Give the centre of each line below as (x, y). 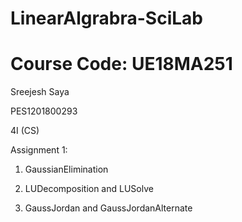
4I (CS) (25, 131)
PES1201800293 (44, 111)
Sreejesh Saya (40, 92)
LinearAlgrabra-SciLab (106, 18)
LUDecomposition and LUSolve (89, 189)
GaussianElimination (66, 169)
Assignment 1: (39, 150)
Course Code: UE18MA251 (121, 64)
